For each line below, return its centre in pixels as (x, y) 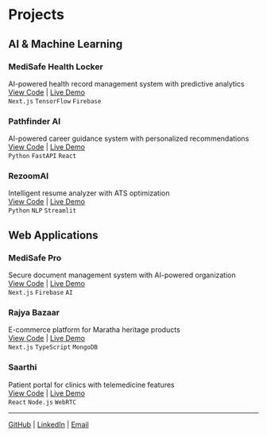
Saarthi (23, 367)
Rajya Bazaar (34, 313)
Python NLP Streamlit (43, 211)
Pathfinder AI (35, 121)
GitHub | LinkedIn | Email (48, 424)
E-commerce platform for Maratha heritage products (94, 330)
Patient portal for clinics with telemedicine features (91, 385)
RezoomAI (29, 176)
